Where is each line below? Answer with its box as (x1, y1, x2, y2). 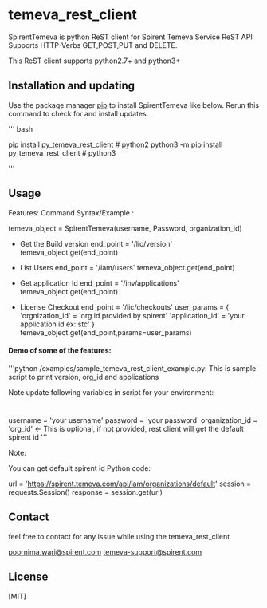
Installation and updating (8, 79, 135, 93)
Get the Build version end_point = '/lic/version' (19, 239, 173, 248)
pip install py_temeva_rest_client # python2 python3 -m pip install (8, 140, 223, 149)
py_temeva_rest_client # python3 (8, 148, 116, 157)
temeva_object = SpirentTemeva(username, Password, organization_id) (8, 223, 242, 233)
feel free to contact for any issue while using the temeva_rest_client (8, 531, 230, 541)
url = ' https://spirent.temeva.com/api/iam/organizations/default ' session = (8, 479, 251, 488)
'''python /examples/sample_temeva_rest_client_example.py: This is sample (8, 363, 257, 373)
